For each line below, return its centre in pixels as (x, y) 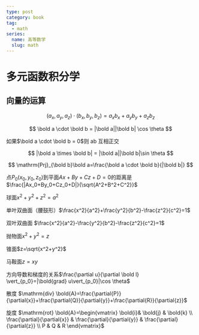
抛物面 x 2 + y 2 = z (28, 236)
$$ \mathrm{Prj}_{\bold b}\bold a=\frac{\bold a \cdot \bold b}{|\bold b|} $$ (101, 164)
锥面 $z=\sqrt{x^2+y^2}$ (37, 249)
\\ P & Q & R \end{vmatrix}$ (71, 325)
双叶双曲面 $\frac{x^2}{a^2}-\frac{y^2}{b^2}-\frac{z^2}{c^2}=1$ (85, 223)
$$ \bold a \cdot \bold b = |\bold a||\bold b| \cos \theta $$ (101, 128)
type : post (20, 12)
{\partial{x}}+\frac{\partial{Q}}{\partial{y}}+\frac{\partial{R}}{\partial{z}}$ (97, 300)
